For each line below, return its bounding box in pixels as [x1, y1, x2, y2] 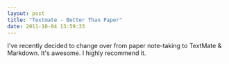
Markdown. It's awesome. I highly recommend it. [7, 49, 146, 57]
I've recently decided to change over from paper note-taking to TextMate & [7, 42, 222, 50]
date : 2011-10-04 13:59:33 [7, 23, 85, 30]
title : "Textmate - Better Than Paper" [7, 17, 123, 23]
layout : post [7, 10, 45, 17]
